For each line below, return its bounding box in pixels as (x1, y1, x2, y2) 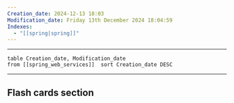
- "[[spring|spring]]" (13, 29, 79, 37)
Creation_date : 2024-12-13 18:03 (7, 10, 104, 17)
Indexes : (7, 23, 33, 30)
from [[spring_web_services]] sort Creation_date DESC (7, 61, 173, 68)
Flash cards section (7, 86, 94, 98)
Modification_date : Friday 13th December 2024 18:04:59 (7, 17, 173, 24)
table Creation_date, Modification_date (7, 55, 127, 63)
